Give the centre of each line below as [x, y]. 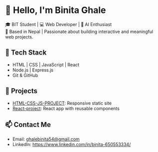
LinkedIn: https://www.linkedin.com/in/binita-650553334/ [72, 144]
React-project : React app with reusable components [66, 108]
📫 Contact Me [28, 124]
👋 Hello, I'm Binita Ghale [56, 10]
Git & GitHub [25, 75]
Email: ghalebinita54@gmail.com [46, 139]
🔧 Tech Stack [26, 53]
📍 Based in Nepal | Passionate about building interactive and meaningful [79, 31]
